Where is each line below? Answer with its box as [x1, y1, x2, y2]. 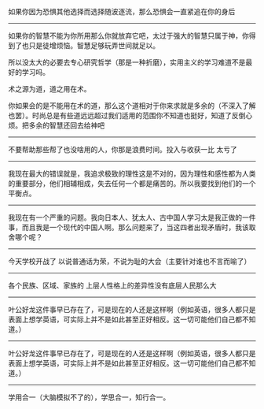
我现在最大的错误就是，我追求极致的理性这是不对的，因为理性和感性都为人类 [8, 169, 256, 178]
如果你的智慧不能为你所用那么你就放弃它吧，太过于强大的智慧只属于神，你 [8, 31, 249, 40]
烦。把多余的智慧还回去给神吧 [8, 121, 104, 130]
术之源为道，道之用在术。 [8, 84, 91, 93]
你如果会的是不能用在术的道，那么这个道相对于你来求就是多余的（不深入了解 [8, 101, 256, 110]
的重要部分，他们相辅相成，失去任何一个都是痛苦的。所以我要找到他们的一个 [8, 179, 256, 188]
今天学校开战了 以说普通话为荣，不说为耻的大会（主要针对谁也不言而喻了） [8, 257, 251, 266]
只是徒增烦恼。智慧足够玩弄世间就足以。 [28, 41, 159, 50]
